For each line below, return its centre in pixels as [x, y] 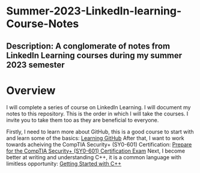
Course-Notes [43, 24]
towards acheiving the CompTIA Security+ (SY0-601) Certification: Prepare [99, 144]
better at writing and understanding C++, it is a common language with [94, 157]
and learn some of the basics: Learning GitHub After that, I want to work [95, 138]
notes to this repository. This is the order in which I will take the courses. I [97, 114]
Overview [31, 90]
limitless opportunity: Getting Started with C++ [64, 163]
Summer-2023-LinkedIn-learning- [94, 11]
